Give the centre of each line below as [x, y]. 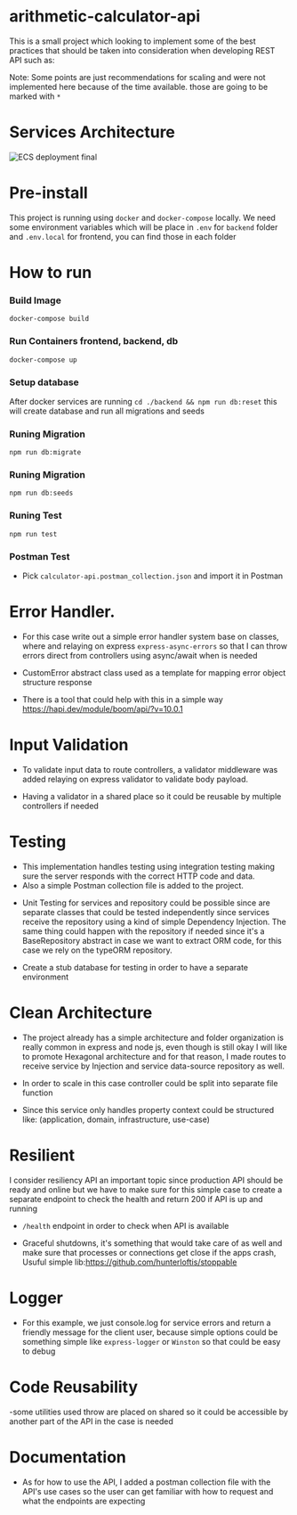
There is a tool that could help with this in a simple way [123, 700]
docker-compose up [43, 360]
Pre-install [49, 193]
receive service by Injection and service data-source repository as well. [153, 1066]
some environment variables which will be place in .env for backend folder [144, 227]
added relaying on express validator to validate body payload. [135, 779]
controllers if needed [60, 806]
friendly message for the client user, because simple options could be [150, 1332]
